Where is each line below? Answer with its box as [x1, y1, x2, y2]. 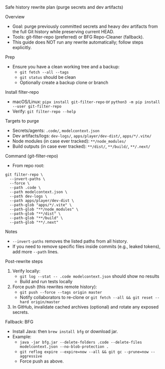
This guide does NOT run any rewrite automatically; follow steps [12, 39, 144, 45]
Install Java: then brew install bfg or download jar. [12, 328, 118, 334]
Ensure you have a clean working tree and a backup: [12, 64, 120, 69]
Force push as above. [19, 358, 64, 364]
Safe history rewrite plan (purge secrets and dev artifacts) [5, 4, 123, 10]
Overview [5, 14, 25, 19]
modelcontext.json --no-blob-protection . [19, 344, 109, 349]
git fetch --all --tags [19, 70, 69, 75]
